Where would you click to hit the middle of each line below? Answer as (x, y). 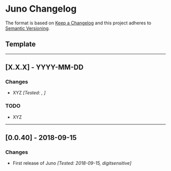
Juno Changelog (41, 9)
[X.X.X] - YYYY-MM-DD (45, 67)
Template (21, 44)
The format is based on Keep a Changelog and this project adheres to (78, 23)
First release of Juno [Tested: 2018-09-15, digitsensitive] (72, 163)
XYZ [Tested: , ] (29, 93)
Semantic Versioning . (27, 28)
